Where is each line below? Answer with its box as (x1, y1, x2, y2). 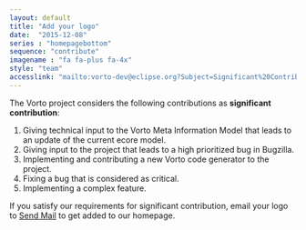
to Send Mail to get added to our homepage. (9, 210, 176, 221)
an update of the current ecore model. (22, 134, 167, 145)
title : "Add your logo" (9, 22, 100, 31)
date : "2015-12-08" (9, 30, 88, 39)
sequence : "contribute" (9, 47, 100, 56)
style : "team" (9, 65, 64, 74)
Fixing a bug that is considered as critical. (22, 173, 179, 184)
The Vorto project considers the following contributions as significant (9, 97, 271, 108)
